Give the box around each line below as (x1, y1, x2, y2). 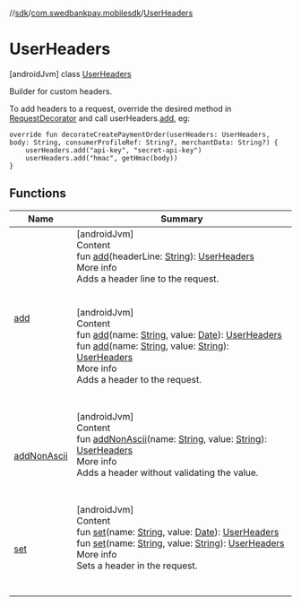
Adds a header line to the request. (76, 273, 219, 285)
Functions (9, 186, 67, 201)
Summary (160, 212, 203, 225)
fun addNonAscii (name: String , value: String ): (76, 432, 267, 445)
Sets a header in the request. (76, 559, 198, 572)
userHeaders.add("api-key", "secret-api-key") (25, 145, 202, 155)
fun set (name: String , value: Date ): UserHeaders (76, 525, 279, 538)
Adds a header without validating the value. (76, 466, 259, 479)
